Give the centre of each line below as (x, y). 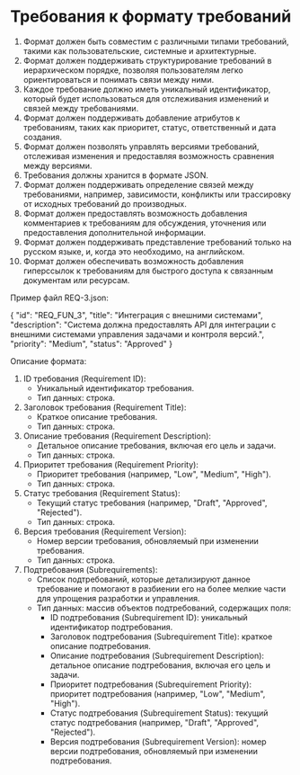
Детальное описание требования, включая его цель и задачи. (156, 445)
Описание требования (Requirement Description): (117, 436)
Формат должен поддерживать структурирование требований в (147, 60)
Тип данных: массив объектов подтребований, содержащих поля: (163, 608)
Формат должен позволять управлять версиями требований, (141, 147)
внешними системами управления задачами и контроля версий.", (137, 334)
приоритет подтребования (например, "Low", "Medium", (158, 693)
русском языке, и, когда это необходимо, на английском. (134, 251)
